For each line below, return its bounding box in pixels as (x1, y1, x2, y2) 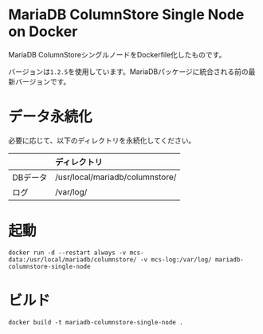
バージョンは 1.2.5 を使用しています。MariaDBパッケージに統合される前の (8, 66, 249, 77)
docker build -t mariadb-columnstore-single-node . (8, 318, 183, 326)
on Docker (8, 22, 78, 41)
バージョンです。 (14, 77, 71, 86)
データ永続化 (8, 108, 93, 126)
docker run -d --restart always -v (8, 249, 127, 257)
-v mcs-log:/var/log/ (139, 255, 213, 264)
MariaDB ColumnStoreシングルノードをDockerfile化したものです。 (8, 49, 226, 59)
